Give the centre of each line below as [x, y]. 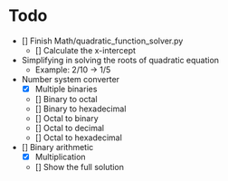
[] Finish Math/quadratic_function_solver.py [102, 41]
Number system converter [70, 79]
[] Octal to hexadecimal [79, 138]
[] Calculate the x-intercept [85, 50]
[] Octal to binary [66, 118]
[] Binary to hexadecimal [81, 109]
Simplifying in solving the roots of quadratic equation [120, 60]
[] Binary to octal [66, 99]
